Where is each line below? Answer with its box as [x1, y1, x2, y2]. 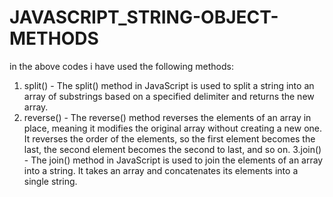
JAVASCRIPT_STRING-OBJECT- [9, 6, 279, 29]
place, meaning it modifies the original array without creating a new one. [23, 122, 322, 134]
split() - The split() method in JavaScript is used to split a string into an [23, 79, 315, 91]
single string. [23, 175, 78, 187]
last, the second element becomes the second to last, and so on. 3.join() [23, 143, 322, 155]
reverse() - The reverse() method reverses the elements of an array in [23, 111, 312, 123]
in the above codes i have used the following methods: [9, 60, 234, 72]
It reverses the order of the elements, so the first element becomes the [23, 132, 316, 145]
